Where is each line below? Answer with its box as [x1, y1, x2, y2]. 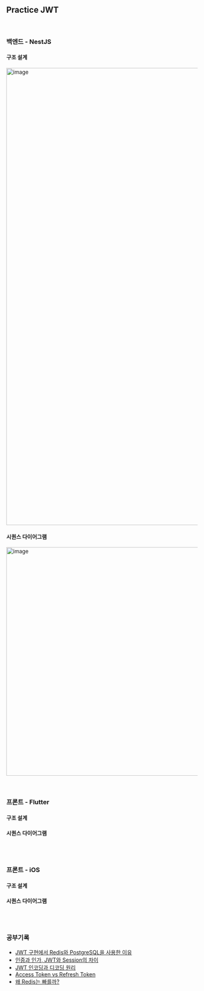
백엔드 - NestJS [6, 37, 52, 46]
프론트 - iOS [6, 865, 41, 874]
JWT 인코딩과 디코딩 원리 [15, 964, 76, 971]
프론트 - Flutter [6, 798, 50, 806]
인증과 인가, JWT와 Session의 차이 [15, 956, 99, 964]
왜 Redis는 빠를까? [15, 978, 59, 985]
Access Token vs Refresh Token [15, 970, 96, 978]
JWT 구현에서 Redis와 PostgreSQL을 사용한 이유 [15, 948, 132, 956]
